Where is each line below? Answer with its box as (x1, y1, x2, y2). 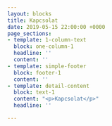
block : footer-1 (13, 69, 61, 76)
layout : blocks (7, 10, 52, 18)
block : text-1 (13, 89, 55, 96)
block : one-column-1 (13, 43, 74, 50)
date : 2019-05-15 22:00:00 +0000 (7, 23, 106, 30)
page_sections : (7, 30, 52, 37)
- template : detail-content (7, 82, 90, 89)
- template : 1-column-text (7, 37, 87, 44)
